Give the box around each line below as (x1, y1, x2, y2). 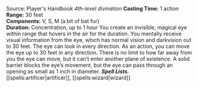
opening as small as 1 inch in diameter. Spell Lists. (6, 68, 130, 75)
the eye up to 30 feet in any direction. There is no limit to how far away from (6, 49, 192, 56)
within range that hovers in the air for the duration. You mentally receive (6, 30, 182, 37)
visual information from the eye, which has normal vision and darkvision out (6, 37, 191, 43)
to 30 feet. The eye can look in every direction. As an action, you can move (6, 43, 190, 50)
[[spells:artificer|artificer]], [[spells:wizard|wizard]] (6, 74, 131, 81)
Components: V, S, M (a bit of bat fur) (6, 18, 100, 24)
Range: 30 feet (6, 11, 43, 18)
